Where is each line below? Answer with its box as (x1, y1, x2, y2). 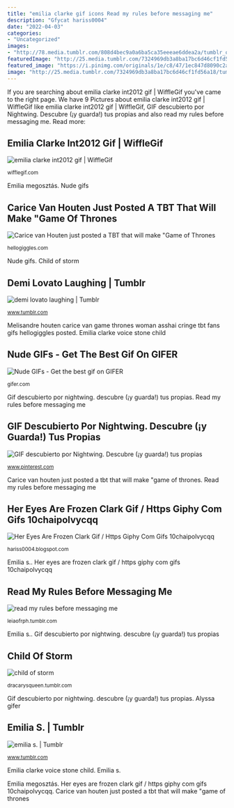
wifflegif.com (7, 169, 38, 176)
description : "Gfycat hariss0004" (7, 17, 108, 24)
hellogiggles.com (7, 244, 49, 251)
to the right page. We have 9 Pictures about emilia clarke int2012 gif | (7, 95, 205, 103)
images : (7, 42, 30, 49)
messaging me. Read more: (7, 117, 86, 125)
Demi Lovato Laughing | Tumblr (7, 277, 146, 289)
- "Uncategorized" (7, 36, 61, 43)
